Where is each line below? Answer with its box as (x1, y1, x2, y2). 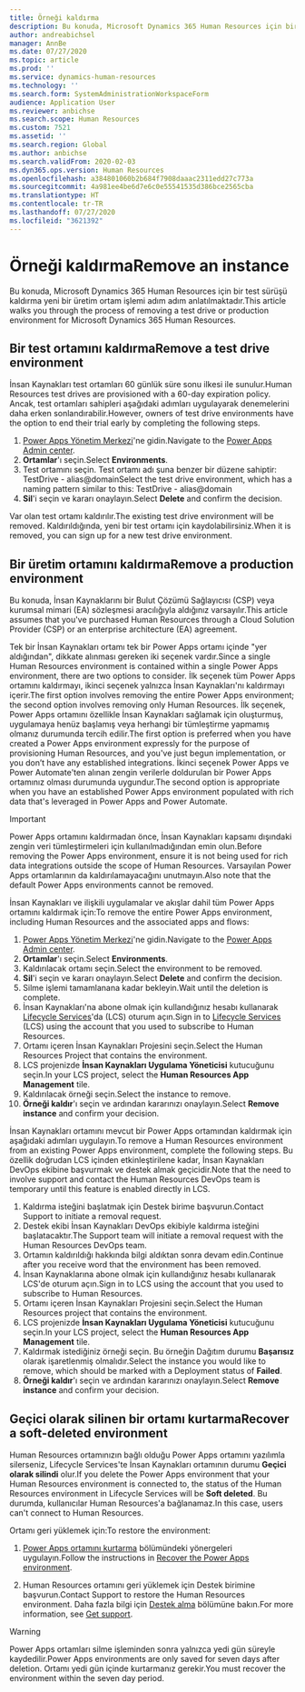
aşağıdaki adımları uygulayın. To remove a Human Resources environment (9, 1136, 283, 1146)
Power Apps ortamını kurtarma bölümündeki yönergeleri (22, 1543, 233, 1553)
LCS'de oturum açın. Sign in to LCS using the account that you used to (22, 1278, 284, 1289)
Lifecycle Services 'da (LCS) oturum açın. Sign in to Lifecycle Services (22, 1011, 281, 1023)
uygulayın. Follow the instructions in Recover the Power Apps (22, 1552, 250, 1563)
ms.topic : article (9, 55, 79, 65)
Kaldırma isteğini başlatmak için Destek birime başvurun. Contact (22, 1201, 264, 1212)
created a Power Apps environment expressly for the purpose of (9, 738, 251, 749)
